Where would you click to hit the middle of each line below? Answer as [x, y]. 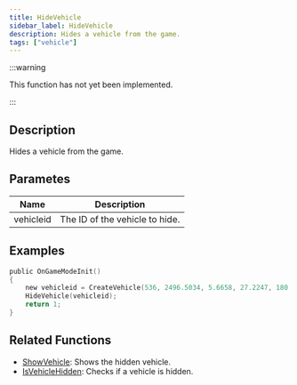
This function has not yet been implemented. [91, 84]
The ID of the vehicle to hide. [120, 219]
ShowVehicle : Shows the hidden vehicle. [96, 362]
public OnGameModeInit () [55, 271]
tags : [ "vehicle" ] [43, 42]
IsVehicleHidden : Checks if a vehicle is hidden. [108, 371]
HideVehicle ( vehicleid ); [71, 296]
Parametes [40, 179]
